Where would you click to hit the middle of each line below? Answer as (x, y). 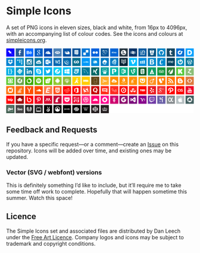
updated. (17, 157)
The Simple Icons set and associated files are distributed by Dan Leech (93, 231)
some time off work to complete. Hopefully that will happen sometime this (97, 191)
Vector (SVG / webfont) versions (54, 172)
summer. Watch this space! (40, 198)
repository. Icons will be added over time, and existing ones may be (89, 151)
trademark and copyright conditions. (51, 243)
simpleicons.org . (26, 40)
